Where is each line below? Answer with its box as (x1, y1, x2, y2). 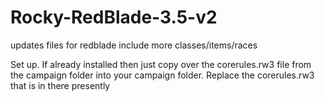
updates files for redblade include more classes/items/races (10, 39, 258, 51)
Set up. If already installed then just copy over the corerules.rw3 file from (10, 58, 312, 70)
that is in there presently (10, 79, 111, 91)
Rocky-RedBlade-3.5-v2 (10, 6, 218, 29)
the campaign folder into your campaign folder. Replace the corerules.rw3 (10, 69, 315, 81)
